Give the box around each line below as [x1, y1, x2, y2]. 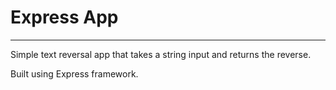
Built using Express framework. [10, 67, 139, 80]
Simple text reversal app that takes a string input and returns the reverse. [10, 48, 312, 60]
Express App [10, 6, 119, 29]
